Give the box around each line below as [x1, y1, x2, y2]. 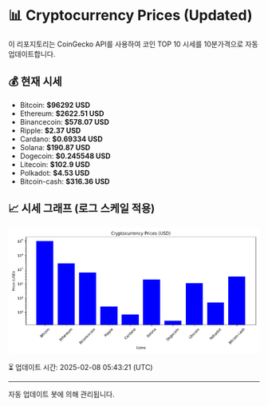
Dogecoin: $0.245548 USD [19, 151, 111, 161]
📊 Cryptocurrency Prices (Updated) [8, 6, 253, 25]
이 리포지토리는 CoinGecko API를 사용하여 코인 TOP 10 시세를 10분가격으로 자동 [8, 39, 258, 49]
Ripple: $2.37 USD [19, 125, 81, 135]
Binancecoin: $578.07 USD [19, 117, 109, 126]
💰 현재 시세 [8, 75, 62, 89]
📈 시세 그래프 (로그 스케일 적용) [8, 201, 156, 216]
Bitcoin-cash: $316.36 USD [19, 177, 110, 186]
